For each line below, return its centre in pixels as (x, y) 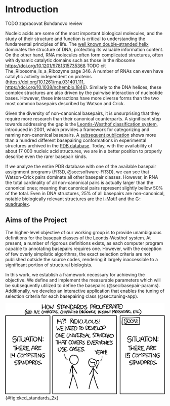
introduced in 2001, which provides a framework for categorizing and (77, 129)
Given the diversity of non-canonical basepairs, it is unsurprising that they (82, 113)
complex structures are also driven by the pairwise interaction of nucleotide (84, 92)
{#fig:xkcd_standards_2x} (32, 398)
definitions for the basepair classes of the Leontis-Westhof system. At (78, 238)
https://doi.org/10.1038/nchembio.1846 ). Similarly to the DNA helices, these (83, 87)
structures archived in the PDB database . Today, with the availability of (79, 145)
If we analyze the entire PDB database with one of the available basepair (81, 166)
